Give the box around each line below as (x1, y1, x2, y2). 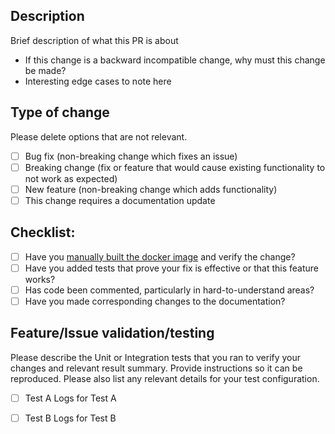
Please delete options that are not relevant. (10, 130, 188, 143)
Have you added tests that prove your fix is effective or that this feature (24, 262, 319, 274)
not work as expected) (24, 172, 118, 184)
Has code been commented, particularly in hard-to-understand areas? (24, 284, 315, 296)
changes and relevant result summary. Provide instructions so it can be (10, 362, 303, 374)
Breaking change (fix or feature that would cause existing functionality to (24, 161, 326, 173)
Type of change (10, 104, 110, 121)
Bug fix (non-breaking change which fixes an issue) (24, 150, 238, 162)
